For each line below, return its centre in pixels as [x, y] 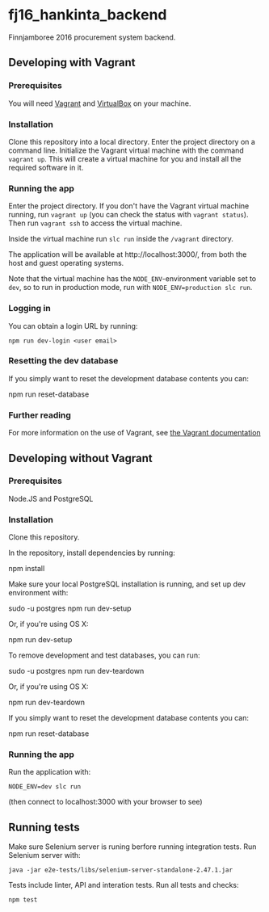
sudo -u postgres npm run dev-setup [70, 608]
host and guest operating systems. [66, 263]
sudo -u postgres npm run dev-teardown [76, 671]
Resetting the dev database [63, 361]
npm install [27, 569]
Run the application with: [50, 772]
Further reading [40, 415]
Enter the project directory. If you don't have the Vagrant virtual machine [129, 206]
